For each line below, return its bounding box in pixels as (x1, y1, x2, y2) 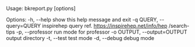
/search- (168, 23, 190, 29)
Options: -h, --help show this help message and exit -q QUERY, (6, 16, 159, 23)
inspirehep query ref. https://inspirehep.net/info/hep (41, 23, 168, 29)
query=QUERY (6, 23, 41, 29)
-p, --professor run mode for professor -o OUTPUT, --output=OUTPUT (16, 28, 188, 35)
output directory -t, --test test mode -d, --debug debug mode (6, 35, 155, 41)
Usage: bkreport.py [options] (6, 5, 76, 12)
